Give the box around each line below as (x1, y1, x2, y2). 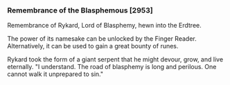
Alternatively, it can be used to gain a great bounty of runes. (7, 42, 179, 50)
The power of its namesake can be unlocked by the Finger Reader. (7, 35, 197, 43)
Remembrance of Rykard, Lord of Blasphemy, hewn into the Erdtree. (7, 21, 202, 30)
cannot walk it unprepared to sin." (7, 70, 104, 78)
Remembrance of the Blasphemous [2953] (7, 6, 154, 15)
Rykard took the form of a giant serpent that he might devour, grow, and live (7, 55, 224, 64)
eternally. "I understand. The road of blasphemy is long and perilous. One (7, 63, 217, 71)
